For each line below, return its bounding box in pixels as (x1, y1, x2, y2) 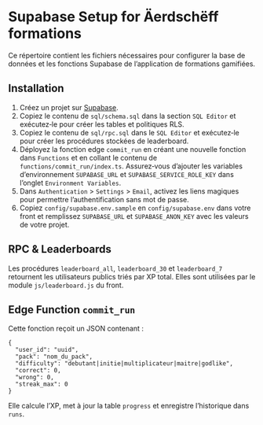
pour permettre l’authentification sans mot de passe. (19, 194, 190, 204)
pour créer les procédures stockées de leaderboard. (19, 136, 189, 146)
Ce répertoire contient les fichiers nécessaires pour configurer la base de (8, 50, 246, 60)
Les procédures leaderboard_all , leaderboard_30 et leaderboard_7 (8, 264, 223, 273)
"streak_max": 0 (15, 380, 68, 389)
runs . (8, 409, 25, 419)
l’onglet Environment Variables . (19, 178, 122, 187)
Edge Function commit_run (8, 303, 136, 316)
